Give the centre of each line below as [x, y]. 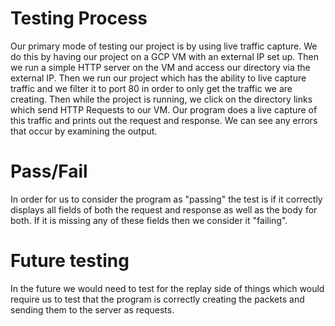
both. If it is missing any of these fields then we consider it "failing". [149, 220]
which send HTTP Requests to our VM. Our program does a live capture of [164, 109]
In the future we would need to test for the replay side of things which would [167, 288]
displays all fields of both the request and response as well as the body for [164, 209]
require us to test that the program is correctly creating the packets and [157, 299]
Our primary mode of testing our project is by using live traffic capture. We [164, 46]
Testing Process [79, 18]
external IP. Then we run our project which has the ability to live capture [158, 78]
